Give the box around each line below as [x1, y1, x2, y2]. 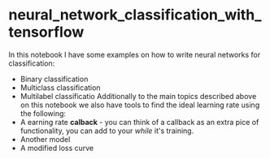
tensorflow [8, 23, 85, 41]
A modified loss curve [20, 143, 94, 153]
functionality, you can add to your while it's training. [20, 126, 194, 135]
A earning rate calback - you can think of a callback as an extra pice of [20, 117, 259, 127]
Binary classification [20, 74, 89, 84]
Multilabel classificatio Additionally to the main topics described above [20, 91, 257, 101]
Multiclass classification [20, 83, 101, 92]
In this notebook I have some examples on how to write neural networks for [8, 49, 261, 59]
